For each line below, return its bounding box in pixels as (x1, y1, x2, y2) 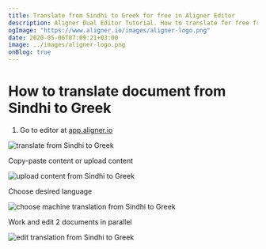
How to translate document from (8, 82, 226, 100)
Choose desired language (8, 187, 93, 196)
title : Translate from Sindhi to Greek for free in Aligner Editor (8, 11, 236, 20)
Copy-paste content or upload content (8, 156, 134, 165)
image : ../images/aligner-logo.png (8, 41, 126, 49)
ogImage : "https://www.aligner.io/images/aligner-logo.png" (8, 26, 211, 34)
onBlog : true (8, 48, 51, 56)
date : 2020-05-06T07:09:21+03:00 (8, 33, 119, 42)
